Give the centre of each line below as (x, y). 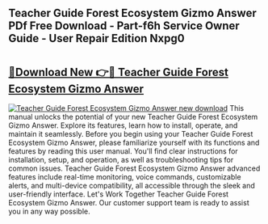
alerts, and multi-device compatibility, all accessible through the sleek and (132, 186)
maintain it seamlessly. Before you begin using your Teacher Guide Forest (131, 134)
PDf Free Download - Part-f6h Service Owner (124, 26)
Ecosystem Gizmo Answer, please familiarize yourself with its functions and (134, 142)
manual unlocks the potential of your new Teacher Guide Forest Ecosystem (133, 117)
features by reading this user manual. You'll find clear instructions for (123, 151)
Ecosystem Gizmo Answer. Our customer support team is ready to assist (129, 203)
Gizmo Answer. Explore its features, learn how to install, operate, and (123, 125)
